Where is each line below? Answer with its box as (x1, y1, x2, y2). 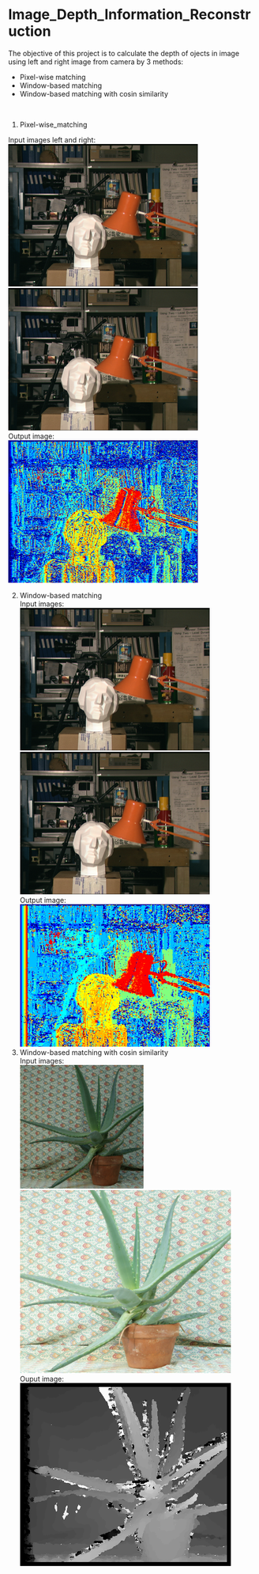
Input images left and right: (8, 135, 96, 144)
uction (8, 22, 51, 40)
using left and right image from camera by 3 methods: (8, 57, 184, 66)
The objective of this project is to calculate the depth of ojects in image (8, 48, 239, 58)
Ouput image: (19, 1374, 65, 1383)
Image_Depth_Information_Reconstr (8, 6, 251, 24)
